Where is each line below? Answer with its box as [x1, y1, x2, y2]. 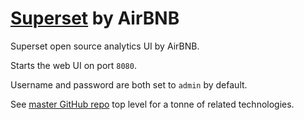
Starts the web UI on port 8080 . [10, 59, 137, 71]
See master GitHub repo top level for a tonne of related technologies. [10, 98, 295, 110]
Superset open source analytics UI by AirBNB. [10, 40, 200, 52]
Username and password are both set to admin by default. [10, 78, 248, 91]
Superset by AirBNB [10, 7, 180, 30]
